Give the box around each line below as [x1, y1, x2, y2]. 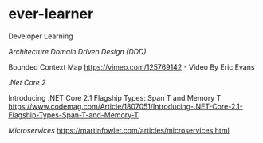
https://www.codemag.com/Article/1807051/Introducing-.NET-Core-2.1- [8, 101, 243, 111]
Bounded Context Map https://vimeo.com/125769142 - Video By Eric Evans [8, 62, 255, 72]
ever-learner [8, 5, 94, 23]
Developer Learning [8, 31, 73, 41]
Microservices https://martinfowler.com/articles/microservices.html [8, 125, 230, 135]
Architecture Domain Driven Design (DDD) [8, 46, 147, 56]
